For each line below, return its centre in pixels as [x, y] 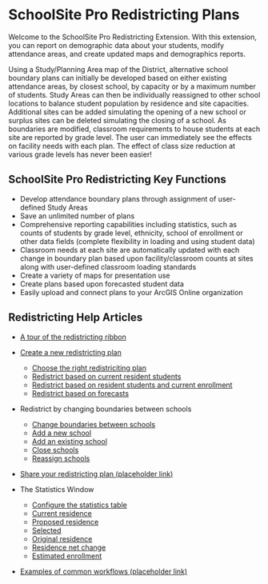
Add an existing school [70, 441]
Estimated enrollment [67, 556]
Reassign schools [61, 458]
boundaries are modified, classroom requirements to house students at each [134, 129]
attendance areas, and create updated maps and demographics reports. [127, 54]
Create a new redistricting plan [70, 352]
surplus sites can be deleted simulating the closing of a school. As [117, 120]
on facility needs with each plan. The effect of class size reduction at [122, 146]
